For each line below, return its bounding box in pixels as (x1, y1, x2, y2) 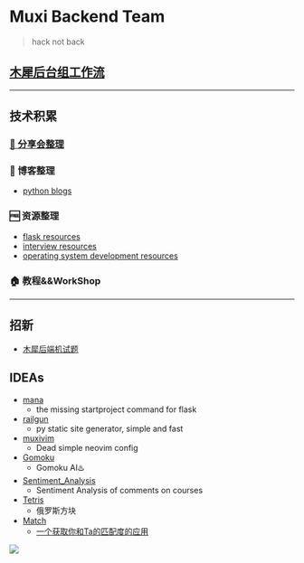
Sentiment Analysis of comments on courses (35, 484, 204, 495)
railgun (22, 413, 49, 424)
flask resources (22, 230, 81, 241)
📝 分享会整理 (9, 138, 65, 151)
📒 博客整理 (9, 164, 56, 177)
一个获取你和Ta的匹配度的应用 (35, 526, 149, 537)
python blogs (22, 185, 72, 196)
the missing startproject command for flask (35, 404, 197, 415)
